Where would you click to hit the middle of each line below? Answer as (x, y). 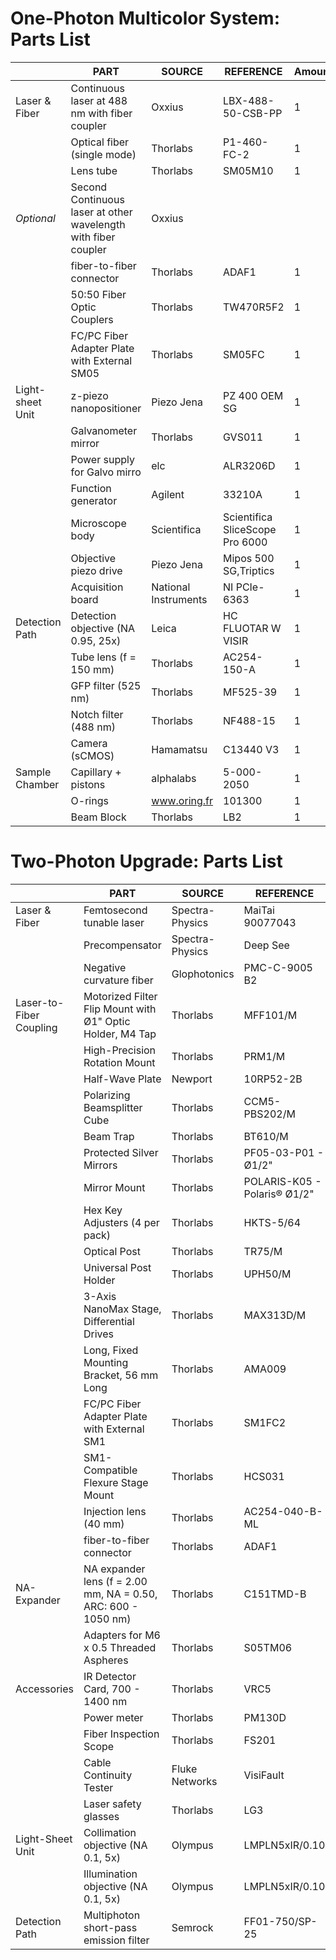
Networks (194, 1781)
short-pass (110, 1927)
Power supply (102, 459)
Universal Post (117, 1267)
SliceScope (250, 529)
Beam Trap (109, 1136)
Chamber (37, 784)
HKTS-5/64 (272, 1222)
